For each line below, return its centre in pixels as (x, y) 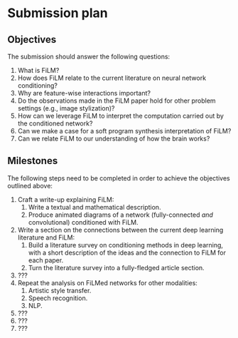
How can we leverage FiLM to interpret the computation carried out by (120, 116)
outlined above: (30, 185)
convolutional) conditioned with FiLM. (83, 222)
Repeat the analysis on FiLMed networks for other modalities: (107, 282)
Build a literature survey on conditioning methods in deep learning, (126, 245)
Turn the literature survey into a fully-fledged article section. (116, 267)
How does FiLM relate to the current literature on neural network (112, 78)
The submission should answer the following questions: (89, 56)
